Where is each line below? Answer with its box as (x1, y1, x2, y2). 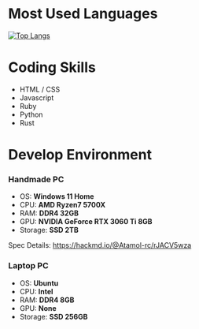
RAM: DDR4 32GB (19, 208, 79, 218)
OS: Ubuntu (19, 278, 59, 288)
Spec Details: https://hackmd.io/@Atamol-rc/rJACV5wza (8, 241, 192, 250)
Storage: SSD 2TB (19, 226, 79, 235)
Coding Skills (8, 58, 96, 77)
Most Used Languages (8, 5, 158, 23)
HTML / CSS (19, 84, 61, 94)
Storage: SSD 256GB (19, 312, 88, 321)
